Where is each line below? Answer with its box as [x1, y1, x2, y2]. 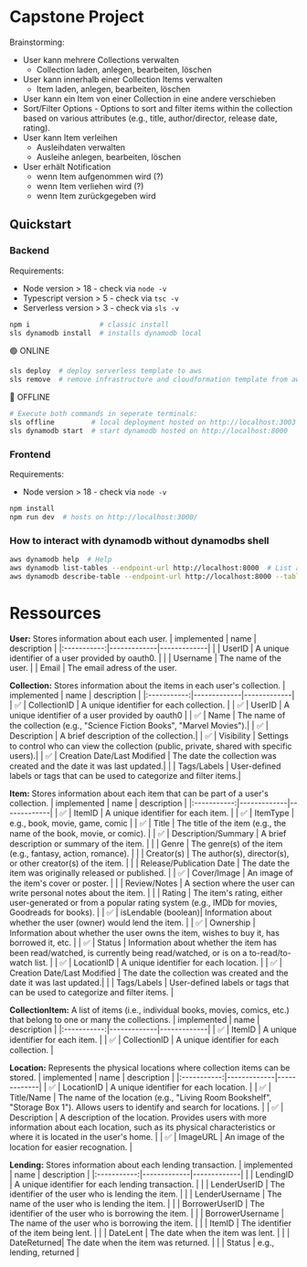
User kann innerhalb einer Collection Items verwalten [22, 73, 224, 84]
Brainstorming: [9, 37, 66, 48]
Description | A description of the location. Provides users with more [9, 1112, 268, 1123]
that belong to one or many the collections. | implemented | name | [9, 1014, 260, 1025]
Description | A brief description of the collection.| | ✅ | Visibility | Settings [9, 729, 290, 741]
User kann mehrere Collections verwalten [22, 54, 180, 65]
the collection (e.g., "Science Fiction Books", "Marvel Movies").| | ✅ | [9, 719, 270, 730]
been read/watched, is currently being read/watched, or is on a [9, 947, 248, 958]
